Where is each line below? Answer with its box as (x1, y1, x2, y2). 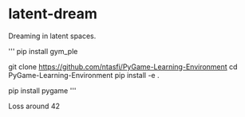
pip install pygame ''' (8, 85, 77, 96)
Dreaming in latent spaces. (8, 31, 97, 41)
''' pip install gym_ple (8, 46, 78, 56)
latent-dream (8, 5, 97, 23)
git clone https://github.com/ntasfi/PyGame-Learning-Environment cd (8, 61, 238, 72)
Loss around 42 (8, 101, 60, 111)
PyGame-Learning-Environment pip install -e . (8, 70, 160, 80)
